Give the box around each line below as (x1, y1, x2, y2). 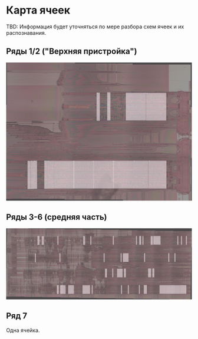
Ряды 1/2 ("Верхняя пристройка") (6, 47, 137, 57)
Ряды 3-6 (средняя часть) (6, 212, 107, 222)
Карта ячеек (6, 4, 71, 17)
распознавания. (6, 29, 47, 36)
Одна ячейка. (6, 327, 40, 334)
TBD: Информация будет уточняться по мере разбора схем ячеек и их (6, 23, 184, 30)
